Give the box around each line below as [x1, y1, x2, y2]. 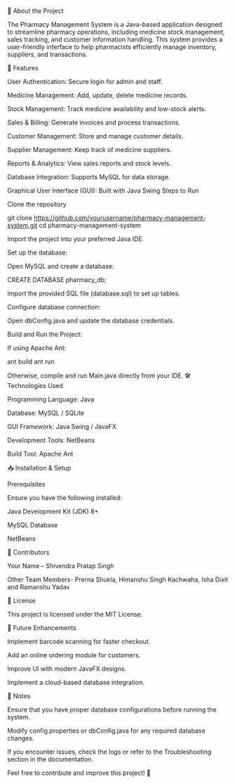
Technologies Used [7, 382, 63, 390]
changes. [7, 734, 34, 742]
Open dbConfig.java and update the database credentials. [7, 316, 175, 325]
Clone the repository [7, 200, 67, 208]
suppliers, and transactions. [7, 50, 88, 58]
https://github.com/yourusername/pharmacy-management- [34, 214, 206, 221]
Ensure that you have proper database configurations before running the [7, 705, 217, 714]
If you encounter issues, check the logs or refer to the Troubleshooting [7, 747, 212, 756]
